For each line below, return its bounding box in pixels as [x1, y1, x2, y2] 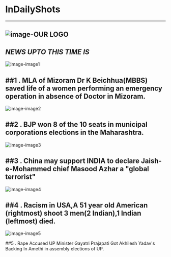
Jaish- [140, 157, 162, 166]
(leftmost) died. [5, 217, 56, 225]
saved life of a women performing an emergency [5, 84, 163, 92]
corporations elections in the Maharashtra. [5, 128, 144, 137]
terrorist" [5, 173, 36, 181]
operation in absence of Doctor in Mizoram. [5, 92, 146, 101]
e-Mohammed [5, 165, 52, 173]
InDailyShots [5, 4, 61, 15]
